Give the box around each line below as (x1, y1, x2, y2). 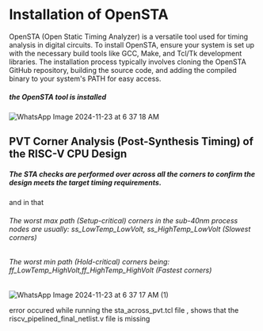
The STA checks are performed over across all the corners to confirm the (9, 169, 256, 179)
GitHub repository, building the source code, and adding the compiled (9, 65, 237, 74)
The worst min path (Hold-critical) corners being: (9, 257, 170, 267)
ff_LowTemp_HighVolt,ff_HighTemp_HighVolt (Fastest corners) (9, 265, 212, 275)
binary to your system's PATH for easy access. (9, 74, 162, 83)
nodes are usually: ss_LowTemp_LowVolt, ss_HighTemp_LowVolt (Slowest (9, 224, 251, 234)
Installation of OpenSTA (9, 6, 169, 24)
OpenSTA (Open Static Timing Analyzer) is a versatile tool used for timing (9, 32, 249, 41)
